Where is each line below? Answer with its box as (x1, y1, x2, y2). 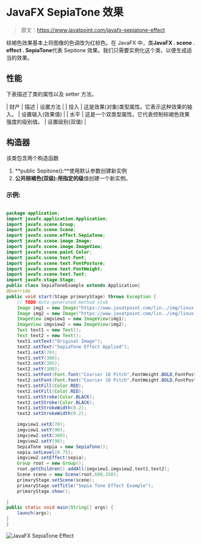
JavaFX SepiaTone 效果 (6, 5, 124, 19)
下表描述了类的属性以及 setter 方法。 (6, 90, 97, 98)
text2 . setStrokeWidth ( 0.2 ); (17, 411, 87, 417)
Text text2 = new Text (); (17, 333, 82, 339)
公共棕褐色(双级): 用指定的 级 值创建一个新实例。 (14, 174, 132, 181)
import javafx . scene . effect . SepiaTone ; (6, 232, 106, 238)
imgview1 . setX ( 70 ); (17, 422, 66, 428)
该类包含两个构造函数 (6, 154, 59, 162)
